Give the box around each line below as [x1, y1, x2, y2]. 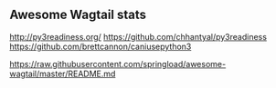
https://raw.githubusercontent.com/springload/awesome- [9, 58, 227, 69]
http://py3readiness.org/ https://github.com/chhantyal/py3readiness [9, 31, 268, 42]
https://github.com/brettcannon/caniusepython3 [9, 41, 192, 52]
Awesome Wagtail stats [9, 7, 147, 23]
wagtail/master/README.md [9, 68, 116, 79]
